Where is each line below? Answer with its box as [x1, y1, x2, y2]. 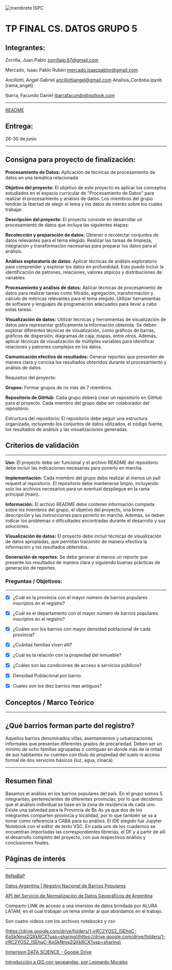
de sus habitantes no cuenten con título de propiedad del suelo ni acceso [5, 751, 160, 758]
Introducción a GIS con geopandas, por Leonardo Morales [5, 959, 128, 965]
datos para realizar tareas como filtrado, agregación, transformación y [5, 290, 154, 296]
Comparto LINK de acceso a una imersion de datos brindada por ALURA [5, 903, 158, 909]
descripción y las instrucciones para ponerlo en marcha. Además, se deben [5, 512, 165, 518]
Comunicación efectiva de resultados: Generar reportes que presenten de [5, 353, 164, 360]
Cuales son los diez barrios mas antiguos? [12, 683, 102, 689]
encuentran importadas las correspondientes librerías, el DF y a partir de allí [5, 829, 165, 835]
